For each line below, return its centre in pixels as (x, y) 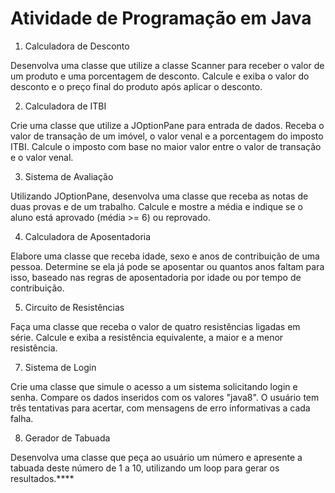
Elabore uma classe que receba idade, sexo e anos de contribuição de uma (165, 256)
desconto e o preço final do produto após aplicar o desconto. (136, 86)
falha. (22, 418)
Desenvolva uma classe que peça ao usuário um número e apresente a (156, 457)
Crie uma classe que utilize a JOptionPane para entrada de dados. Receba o (167, 125)
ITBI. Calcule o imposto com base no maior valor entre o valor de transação (166, 146)
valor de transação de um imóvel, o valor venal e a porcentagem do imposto (167, 136)
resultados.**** (42, 478)
